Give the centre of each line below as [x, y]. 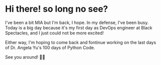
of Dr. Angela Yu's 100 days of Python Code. [50, 47]
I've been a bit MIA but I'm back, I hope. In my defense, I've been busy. [77, 22]
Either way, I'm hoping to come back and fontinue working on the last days [80, 42]
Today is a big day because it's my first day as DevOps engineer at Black [79, 27]
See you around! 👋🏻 [25, 57]
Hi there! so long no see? [57, 9]
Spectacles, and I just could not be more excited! [54, 33]
